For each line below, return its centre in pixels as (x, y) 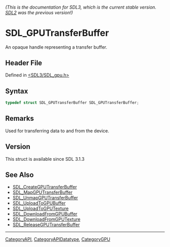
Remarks (20, 118)
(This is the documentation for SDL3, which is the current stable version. (81, 7)
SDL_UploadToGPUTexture (40, 208)
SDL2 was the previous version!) (39, 12)
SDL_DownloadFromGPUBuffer (45, 214)
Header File (24, 63)
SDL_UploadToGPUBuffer (39, 203)
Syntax (17, 91)
